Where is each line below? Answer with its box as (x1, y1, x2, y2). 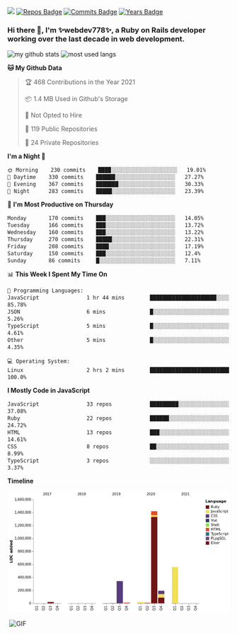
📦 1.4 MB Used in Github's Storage (24, 95, 129, 103)
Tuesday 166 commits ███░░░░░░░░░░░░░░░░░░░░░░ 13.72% (7, 222, 204, 229)
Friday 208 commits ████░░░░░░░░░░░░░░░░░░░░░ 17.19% (7, 243, 204, 250)
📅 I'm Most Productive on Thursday (7, 200, 114, 209)
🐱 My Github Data (7, 64, 62, 72)
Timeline (7, 477, 34, 486)
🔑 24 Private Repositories (24, 139, 99, 147)
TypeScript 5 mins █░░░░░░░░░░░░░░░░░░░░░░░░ (7, 322, 230, 330)
